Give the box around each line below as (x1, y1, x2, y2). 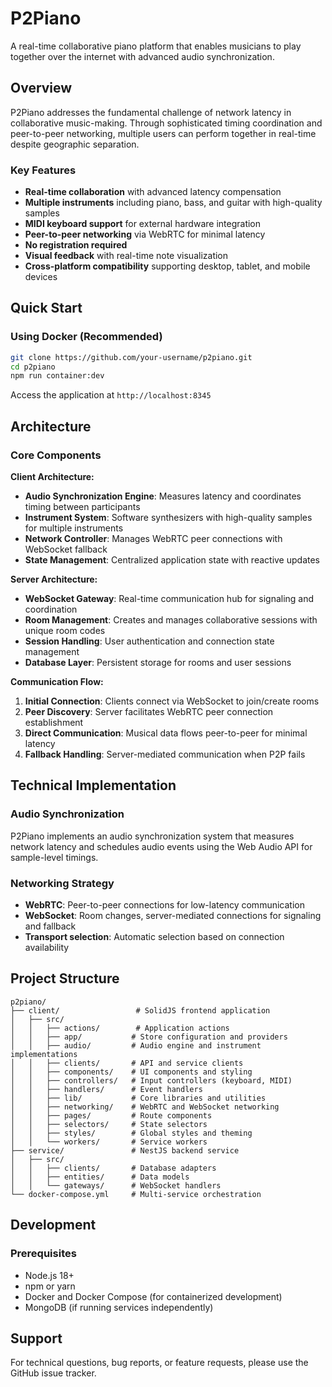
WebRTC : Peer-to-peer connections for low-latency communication (24, 899, 305, 911)
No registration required (24, 239, 128, 251)
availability (24, 942, 70, 954)
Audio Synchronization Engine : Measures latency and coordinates (24, 490, 302, 502)
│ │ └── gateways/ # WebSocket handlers (10, 1180, 222, 1191)
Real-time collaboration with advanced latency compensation (24, 186, 282, 198)
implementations (10, 1049, 78, 1059)
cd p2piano (10, 362, 56, 372)
